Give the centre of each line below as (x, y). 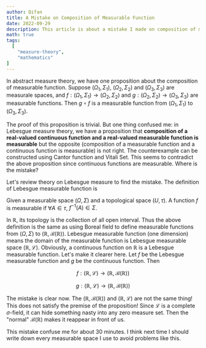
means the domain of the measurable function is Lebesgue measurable (96, 241)
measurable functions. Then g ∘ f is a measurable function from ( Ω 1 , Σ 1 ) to (100, 104)
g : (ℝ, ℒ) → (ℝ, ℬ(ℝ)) (103, 286)
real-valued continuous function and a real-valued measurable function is (103, 137)
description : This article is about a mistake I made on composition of (101, 29)
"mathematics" (35, 58)
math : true (20, 35)
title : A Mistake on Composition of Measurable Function (81, 18)
